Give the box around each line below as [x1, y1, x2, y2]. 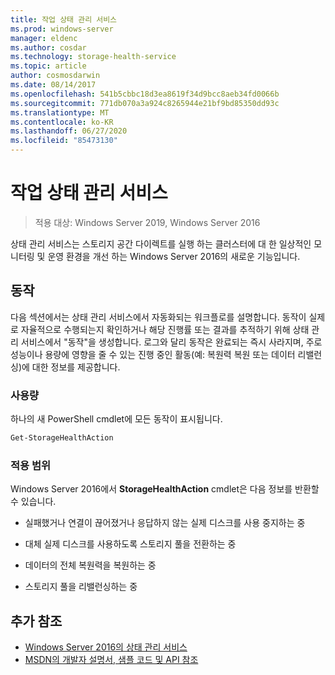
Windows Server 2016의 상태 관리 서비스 [24, 641, 188, 653]
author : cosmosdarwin [10, 71, 101, 81]
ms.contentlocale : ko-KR [10, 117, 114, 127]
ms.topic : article [10, 61, 87, 71]
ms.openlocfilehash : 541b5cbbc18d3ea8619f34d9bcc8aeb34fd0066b [10, 89, 280, 99]
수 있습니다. [10, 496, 57, 508]
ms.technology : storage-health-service [10, 52, 177, 62]
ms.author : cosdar [10, 42, 87, 53]
